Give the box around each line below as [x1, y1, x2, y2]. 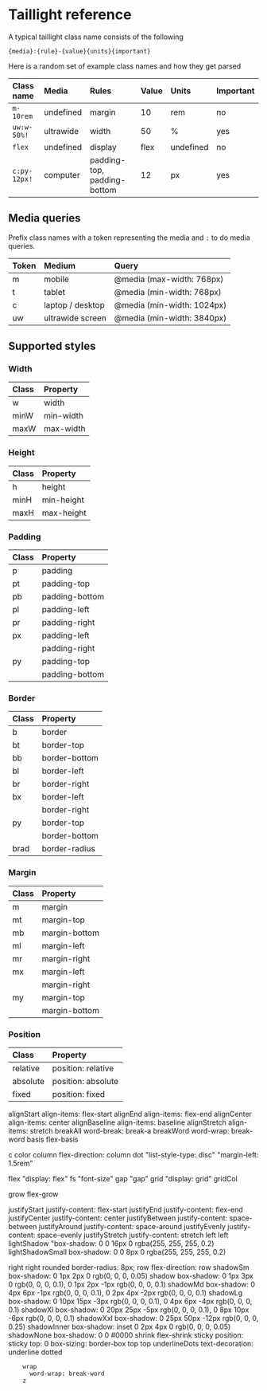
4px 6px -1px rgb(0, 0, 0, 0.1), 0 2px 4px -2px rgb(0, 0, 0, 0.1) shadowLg [8, 1287, 243, 1297]
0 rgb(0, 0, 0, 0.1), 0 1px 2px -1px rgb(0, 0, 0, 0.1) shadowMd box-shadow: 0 [8, 1279, 256, 1289]
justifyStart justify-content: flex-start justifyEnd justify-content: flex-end [8, 1204, 244, 1214]
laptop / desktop [43, 299, 105, 310]
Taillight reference [8, 6, 132, 24]
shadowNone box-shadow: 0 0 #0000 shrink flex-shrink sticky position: [8, 1330, 244, 1340]
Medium [43, 260, 76, 271]
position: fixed [52, 1088, 106, 1099]
